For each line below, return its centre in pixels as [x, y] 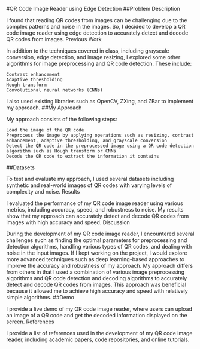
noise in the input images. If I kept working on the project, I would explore [97, 253]
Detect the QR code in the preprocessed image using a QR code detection [100, 146]
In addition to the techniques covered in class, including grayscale [88, 51]
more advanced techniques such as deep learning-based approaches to [95, 259]
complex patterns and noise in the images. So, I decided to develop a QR [96, 27]
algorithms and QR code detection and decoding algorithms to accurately [97, 278]
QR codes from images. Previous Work [54, 39]
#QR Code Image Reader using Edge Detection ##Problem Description [93, 9]
